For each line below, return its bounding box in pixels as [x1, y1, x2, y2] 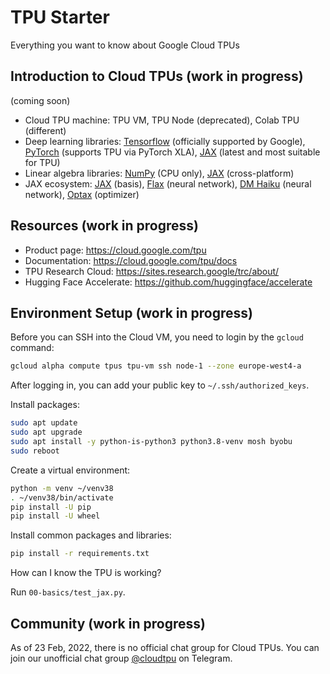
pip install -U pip [10, 502, 92, 512]
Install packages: [10, 399, 80, 411]
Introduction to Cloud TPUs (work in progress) [10, 68, 304, 85]
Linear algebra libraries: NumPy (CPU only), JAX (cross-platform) [24, 167, 295, 179]
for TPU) [24, 156, 61, 168]
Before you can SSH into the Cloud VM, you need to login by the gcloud [10, 331, 304, 343]
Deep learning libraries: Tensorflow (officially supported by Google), [24, 135, 306, 147]
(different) [24, 124, 67, 136]
